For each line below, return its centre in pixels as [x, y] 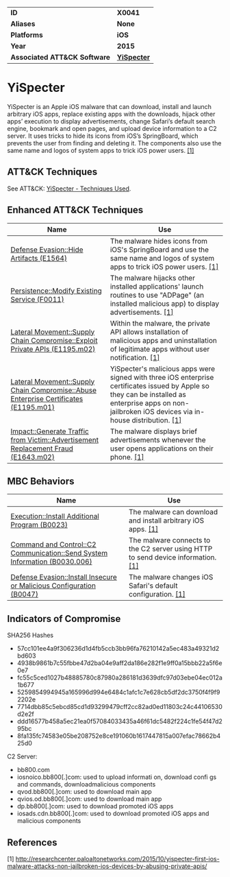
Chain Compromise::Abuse [54, 390]
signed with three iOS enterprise [162, 377]
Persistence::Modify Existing [56, 291]
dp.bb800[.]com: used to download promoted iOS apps [95, 806]
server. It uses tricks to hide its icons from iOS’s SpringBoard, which [103, 136]
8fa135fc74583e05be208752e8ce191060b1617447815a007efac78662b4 [119, 736]
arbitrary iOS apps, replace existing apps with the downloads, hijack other [111, 114]
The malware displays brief [153, 431]
